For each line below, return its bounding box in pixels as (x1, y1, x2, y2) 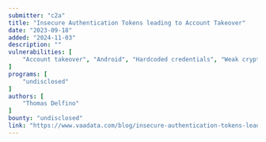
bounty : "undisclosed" (8, 114, 83, 122)
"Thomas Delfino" (22, 99, 80, 107)
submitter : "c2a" (8, 11, 66, 20)
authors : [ (8, 92, 44, 100)
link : (8, 121, 26, 129)
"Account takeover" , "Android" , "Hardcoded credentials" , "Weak (22, 56, 239, 64)
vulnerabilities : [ (8, 48, 73, 56)
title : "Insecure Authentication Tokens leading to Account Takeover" (8, 19, 246, 27)
